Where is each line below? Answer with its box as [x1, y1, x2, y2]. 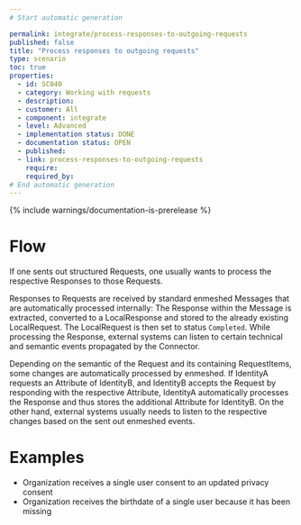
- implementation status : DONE [17, 130, 135, 140]
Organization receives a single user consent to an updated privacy [22, 477, 269, 488]
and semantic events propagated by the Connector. [9, 341, 200, 352]
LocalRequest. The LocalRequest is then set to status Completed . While [9, 321, 270, 333]
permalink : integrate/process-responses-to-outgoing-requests [9, 29, 248, 39]
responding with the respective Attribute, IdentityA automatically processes [9, 387, 289, 398]
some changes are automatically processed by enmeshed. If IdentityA [9, 368, 269, 379]
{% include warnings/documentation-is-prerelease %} [9, 204, 212, 216]
